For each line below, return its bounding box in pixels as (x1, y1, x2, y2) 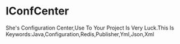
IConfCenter (5, 4, 69, 18)
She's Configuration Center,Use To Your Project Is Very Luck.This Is (5, 24, 175, 31)
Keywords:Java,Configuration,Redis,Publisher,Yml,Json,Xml (5, 30, 155, 37)
